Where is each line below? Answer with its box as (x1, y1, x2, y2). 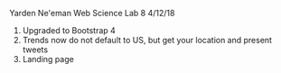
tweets (22, 44, 48, 55)
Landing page (22, 54, 74, 64)
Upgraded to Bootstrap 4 (22, 25, 116, 35)
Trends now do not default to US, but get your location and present (22, 35, 273, 45)
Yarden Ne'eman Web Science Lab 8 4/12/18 (9, 8, 175, 18)
